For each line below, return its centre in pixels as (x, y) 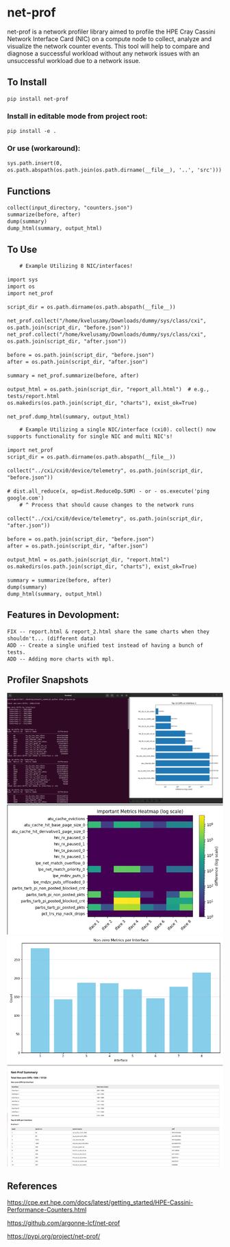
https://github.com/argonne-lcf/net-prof (64, 1223)
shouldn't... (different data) (52, 639)
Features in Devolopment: (63, 615)
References (32, 1186)
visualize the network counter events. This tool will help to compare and (108, 46)
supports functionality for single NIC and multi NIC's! (90, 436)
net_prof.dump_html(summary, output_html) (68, 417)
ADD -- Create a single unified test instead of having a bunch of (105, 645)
